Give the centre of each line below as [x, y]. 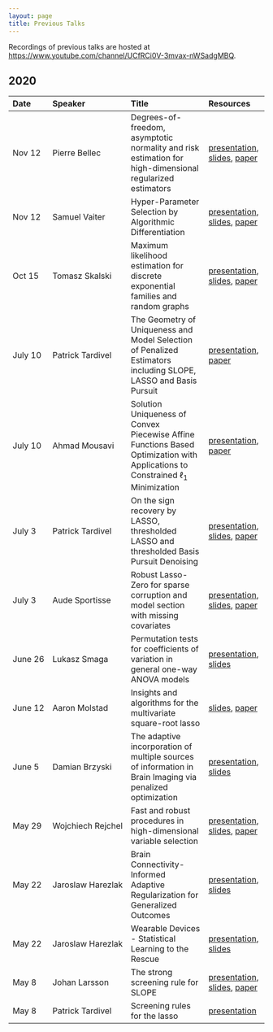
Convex [145, 425]
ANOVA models [160, 679]
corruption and [159, 594]
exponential [153, 286]
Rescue [145, 959]
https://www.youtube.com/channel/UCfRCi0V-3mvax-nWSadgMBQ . [122, 55]
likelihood [149, 255]
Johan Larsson [81, 982]
